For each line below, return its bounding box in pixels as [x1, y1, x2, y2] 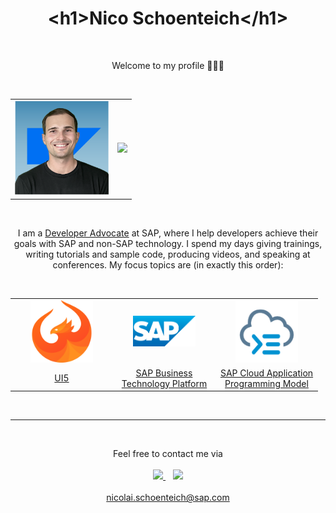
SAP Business [135, 367, 193, 379]
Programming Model [224, 377, 309, 389]
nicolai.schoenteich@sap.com [106, 492, 230, 504]
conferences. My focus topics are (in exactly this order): [52, 258, 284, 271]
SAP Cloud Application [219, 367, 314, 379]
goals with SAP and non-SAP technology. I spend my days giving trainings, [13, 237, 323, 249]
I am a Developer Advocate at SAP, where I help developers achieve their [17, 227, 319, 239]
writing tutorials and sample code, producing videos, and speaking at [25, 248, 311, 260]
